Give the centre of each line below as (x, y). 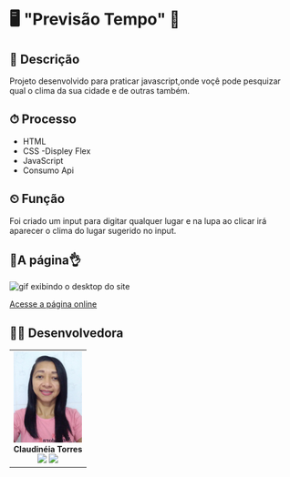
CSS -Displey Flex (57, 151)
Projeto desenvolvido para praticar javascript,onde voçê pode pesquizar (145, 81)
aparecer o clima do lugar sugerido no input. (93, 230)
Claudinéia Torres (48, 449)
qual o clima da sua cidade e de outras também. (99, 91)
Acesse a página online (53, 304)
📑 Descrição (45, 59)
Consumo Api (48, 170)
